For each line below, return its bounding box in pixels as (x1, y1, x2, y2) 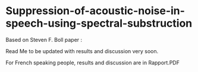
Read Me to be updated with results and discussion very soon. (5, 47, 159, 54)
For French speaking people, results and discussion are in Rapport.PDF (5, 59, 180, 66)
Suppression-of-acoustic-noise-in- (5, 4, 186, 18)
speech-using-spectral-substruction (5, 17, 193, 30)
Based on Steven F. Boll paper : (5, 36, 83, 43)
